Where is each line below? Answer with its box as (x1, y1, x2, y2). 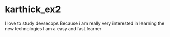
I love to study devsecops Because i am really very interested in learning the (5, 20, 165, 26)
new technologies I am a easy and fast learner (5, 25, 102, 31)
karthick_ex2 (5, 4, 61, 15)
